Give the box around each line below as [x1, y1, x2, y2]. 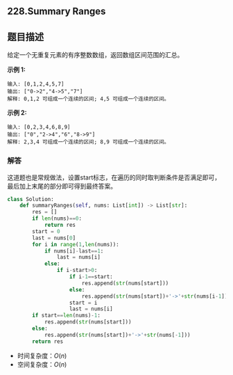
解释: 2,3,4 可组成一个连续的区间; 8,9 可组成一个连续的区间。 [7, 138, 170, 145]
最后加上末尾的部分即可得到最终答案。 [7, 182, 116, 190]
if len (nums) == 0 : [32, 215, 82, 222]
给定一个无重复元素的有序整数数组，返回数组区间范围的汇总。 [7, 51, 184, 59]
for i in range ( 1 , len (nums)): [32, 241, 119, 248]
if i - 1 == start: [69, 273, 113, 280]
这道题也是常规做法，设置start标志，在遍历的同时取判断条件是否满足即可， [7, 173, 221, 182]
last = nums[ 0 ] [32, 234, 76, 241]
